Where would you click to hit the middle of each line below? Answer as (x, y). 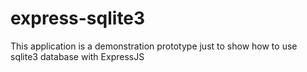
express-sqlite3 (78, 18)
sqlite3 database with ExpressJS (77, 56)
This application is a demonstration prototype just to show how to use (154, 46)
